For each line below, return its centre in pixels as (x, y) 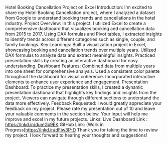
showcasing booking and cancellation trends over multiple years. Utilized (81, 50)
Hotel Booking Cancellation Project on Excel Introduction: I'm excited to (79, 7)
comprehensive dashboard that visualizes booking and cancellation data (80, 29)
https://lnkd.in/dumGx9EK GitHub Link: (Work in (54, 124)
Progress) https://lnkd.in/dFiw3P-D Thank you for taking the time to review (81, 130)
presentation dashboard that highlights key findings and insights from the (81, 93)
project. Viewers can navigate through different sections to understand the (82, 98)
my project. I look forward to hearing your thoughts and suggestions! (76, 135)
